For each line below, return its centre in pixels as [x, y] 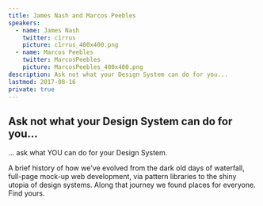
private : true [32, 89]
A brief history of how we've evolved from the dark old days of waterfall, [127, 168]
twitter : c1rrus [50, 38]
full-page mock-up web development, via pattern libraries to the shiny [122, 177]
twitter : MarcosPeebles [62, 60]
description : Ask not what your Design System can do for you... [118, 74]
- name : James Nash [48, 30]
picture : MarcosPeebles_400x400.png [83, 67]
